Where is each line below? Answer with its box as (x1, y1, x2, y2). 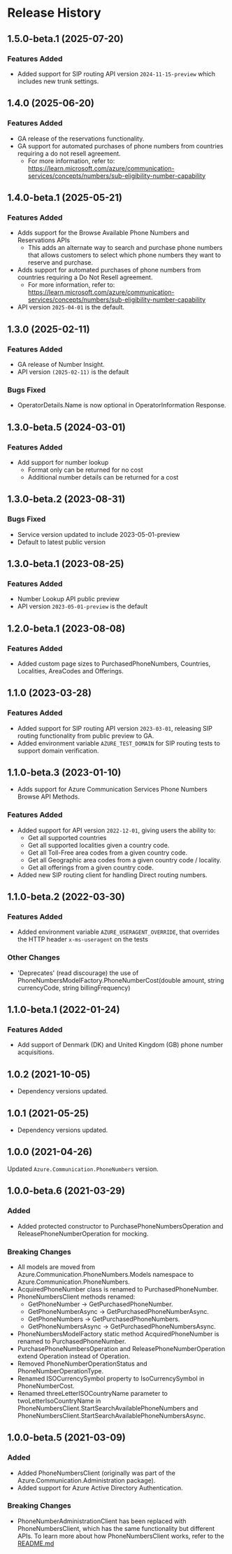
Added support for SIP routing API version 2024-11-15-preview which (17, 69, 215, 78)
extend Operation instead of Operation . (17, 1352, 131, 1360)
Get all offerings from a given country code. (27, 863, 154, 871)
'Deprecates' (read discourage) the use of (17, 968, 139, 977)
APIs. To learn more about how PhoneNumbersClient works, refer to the (17, 1532, 225, 1540)
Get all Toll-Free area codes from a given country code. (27, 848, 187, 857)
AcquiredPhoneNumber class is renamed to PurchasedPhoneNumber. (17, 1284, 219, 1293)
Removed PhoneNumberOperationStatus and (17, 1359, 148, 1368)
